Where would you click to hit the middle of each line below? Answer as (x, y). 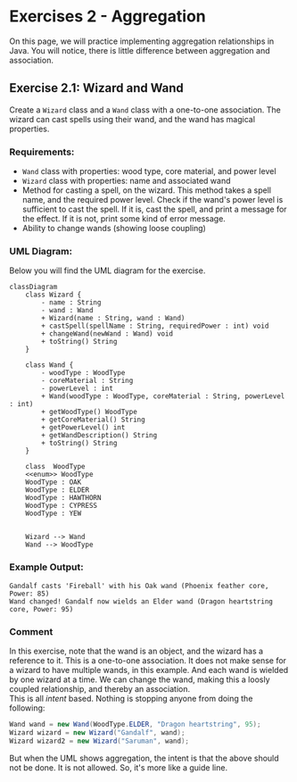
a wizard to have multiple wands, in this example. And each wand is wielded (149, 670)
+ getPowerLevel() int (83, 428)
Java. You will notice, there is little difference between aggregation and (140, 50)
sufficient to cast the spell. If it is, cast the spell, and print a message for (154, 209)
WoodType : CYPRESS (62, 506)
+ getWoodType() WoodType (90, 412)
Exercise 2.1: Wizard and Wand (97, 88)
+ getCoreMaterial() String (93, 420)
